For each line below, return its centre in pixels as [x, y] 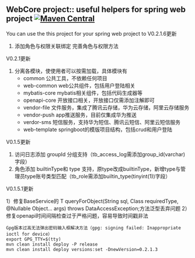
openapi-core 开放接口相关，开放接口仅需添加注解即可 [89, 100]
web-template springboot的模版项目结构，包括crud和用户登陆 [97, 129]
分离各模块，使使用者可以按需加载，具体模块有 [71, 71]
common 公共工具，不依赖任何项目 [65, 78]
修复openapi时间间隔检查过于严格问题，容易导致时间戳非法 [77, 215]
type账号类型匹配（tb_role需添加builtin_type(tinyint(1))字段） [98, 176]
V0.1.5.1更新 [20, 188]
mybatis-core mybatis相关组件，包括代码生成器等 [83, 92]
